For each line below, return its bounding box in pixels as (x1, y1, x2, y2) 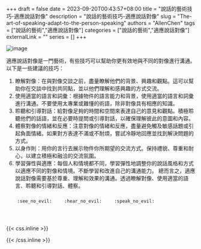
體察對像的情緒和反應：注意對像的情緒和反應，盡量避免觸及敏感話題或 (14, 122, 189, 129)
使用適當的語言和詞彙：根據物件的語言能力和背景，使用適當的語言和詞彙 (14, 92, 194, 99)
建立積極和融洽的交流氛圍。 (31, 152, 100, 159)
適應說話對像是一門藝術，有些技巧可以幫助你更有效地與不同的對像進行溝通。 (6, 57, 196, 64)
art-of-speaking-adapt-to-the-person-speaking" (6, 20, 127, 26)
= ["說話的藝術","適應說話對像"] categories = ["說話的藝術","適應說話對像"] (6, 26, 190, 34)
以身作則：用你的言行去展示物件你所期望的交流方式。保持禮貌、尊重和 (14, 145, 189, 151)
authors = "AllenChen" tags (127, 20, 195, 26)
